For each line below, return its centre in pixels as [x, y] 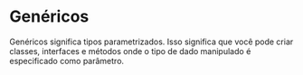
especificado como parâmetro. [67, 61]
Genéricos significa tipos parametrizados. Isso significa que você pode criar [151, 42]
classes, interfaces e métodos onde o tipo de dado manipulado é [130, 51]
